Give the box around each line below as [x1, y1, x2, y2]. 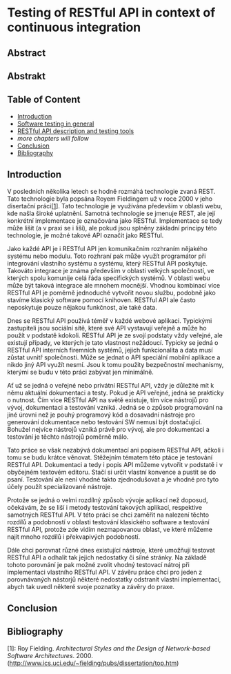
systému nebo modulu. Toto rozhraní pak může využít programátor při [7, 252, 206, 260]
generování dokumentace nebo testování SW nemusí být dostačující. [7, 417, 202, 426]
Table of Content [7, 94, 81, 106]
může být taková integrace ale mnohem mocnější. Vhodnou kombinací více [7, 281, 221, 289]
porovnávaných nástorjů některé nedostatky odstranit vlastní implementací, [7, 575, 221, 584]
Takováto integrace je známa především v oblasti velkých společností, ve [7, 266, 215, 275]
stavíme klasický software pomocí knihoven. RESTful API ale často [7, 295, 196, 304]
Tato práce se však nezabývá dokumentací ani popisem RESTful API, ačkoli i [7, 446, 224, 454]
